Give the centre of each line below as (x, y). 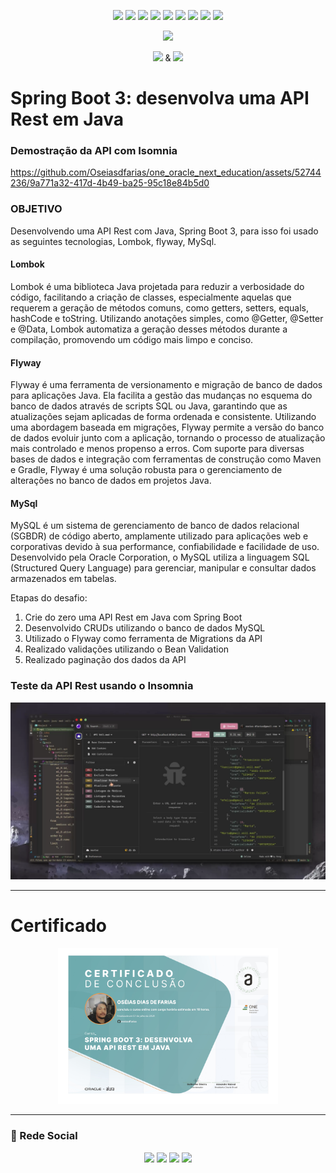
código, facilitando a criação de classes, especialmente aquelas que (151, 297)
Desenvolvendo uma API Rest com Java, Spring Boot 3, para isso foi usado (164, 231)
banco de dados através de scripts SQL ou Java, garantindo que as (149, 406)
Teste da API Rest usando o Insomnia (102, 686)
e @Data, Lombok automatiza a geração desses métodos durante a (149, 329)
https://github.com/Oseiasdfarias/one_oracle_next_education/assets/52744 (166, 172)
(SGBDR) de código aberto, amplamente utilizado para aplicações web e (159, 536)
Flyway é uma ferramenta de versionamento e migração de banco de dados (166, 385)
